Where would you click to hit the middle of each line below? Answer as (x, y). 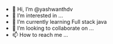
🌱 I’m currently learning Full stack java (59, 22)
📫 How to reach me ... (40, 35)
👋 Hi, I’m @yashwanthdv (42, 9)
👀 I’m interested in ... (37, 15)
